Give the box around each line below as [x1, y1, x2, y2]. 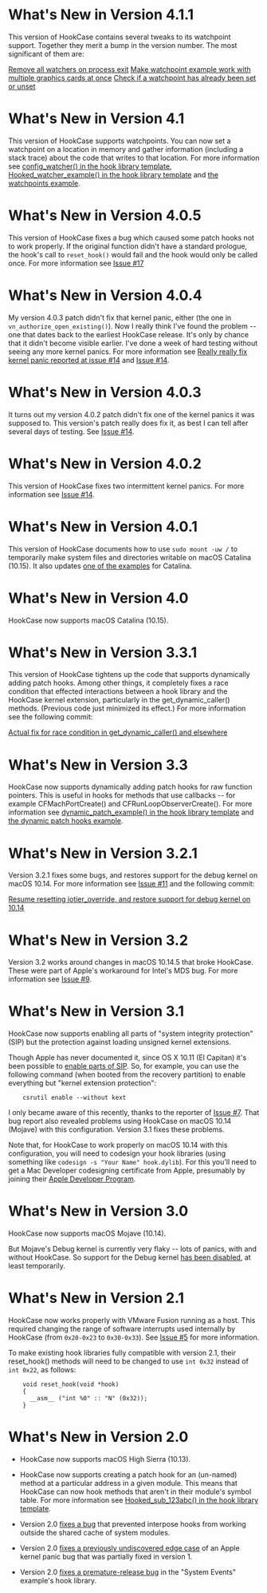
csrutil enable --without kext [22, 1093, 127, 1102]
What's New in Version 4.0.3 [8, 383, 202, 401]
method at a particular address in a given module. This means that [19, 1479, 238, 1487]
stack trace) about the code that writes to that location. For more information [8, 153, 260, 162]
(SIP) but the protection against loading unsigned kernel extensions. [8, 1037, 231, 1047]
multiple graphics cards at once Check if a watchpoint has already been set [8, 73, 257, 82]
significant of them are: [8, 49, 85, 58]
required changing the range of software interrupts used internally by [8, 1324, 236, 1334]
